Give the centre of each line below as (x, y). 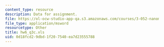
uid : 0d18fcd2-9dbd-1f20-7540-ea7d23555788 (50, 37)
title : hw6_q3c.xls (25, 32)
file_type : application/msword (37, 23)
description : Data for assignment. (41, 14)
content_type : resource (29, 10)
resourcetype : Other (26, 28)
